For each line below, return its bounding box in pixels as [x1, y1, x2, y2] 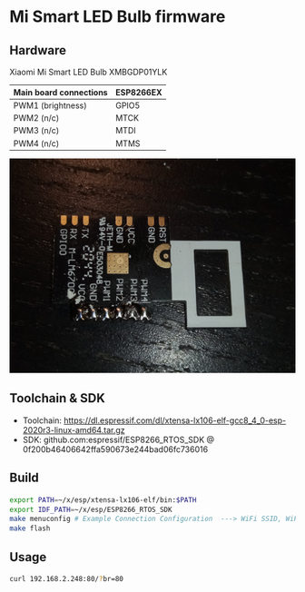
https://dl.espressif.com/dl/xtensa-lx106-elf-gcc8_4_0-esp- [63, 415, 287, 426]
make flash [9, 524, 51, 533]
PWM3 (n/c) [13, 125, 60, 136]
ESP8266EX [114, 86, 162, 97]
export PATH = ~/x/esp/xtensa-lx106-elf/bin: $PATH [9, 495, 197, 505]
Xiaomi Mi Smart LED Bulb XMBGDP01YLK [9, 66, 168, 77]
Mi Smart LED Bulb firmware [9, 6, 226, 27]
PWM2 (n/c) [13, 113, 60, 123]
